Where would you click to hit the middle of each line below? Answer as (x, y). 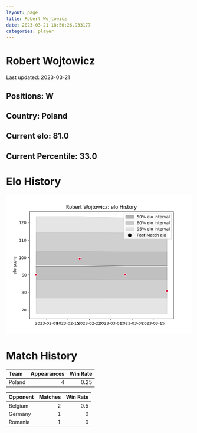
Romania (19, 422)
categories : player (30, 31)
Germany (20, 414)
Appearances (47, 374)
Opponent (21, 397)
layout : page (22, 12)
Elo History (34, 181)
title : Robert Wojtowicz (37, 19)
